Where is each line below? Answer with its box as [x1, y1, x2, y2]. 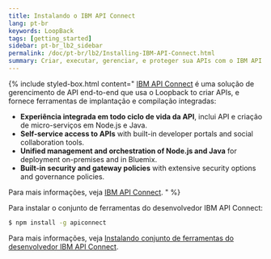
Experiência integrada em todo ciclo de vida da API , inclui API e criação [19, 111, 263, 121]
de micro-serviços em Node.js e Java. [19, 120, 148, 130]
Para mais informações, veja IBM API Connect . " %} [8, 187, 180, 197]
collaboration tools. [19, 137, 85, 147]
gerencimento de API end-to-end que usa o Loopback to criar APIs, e [8, 87, 240, 97]
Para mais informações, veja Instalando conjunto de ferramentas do [8, 233, 235, 243]
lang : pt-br [8, 19, 49, 27]
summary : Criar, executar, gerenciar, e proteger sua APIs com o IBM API [8, 57, 263, 65]
